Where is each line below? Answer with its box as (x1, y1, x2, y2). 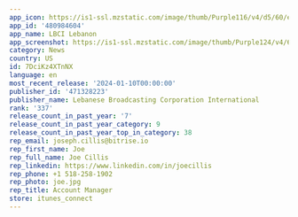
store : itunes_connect (9, 194, 93, 204)
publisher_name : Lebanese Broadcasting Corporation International (9, 95, 260, 105)
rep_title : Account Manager (9, 186, 114, 195)
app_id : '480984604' (9, 21, 86, 30)
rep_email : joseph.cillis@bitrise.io (9, 136, 149, 145)
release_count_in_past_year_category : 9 (9, 120, 161, 129)
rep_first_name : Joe (9, 144, 86, 153)
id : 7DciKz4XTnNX (9, 63, 74, 72)
